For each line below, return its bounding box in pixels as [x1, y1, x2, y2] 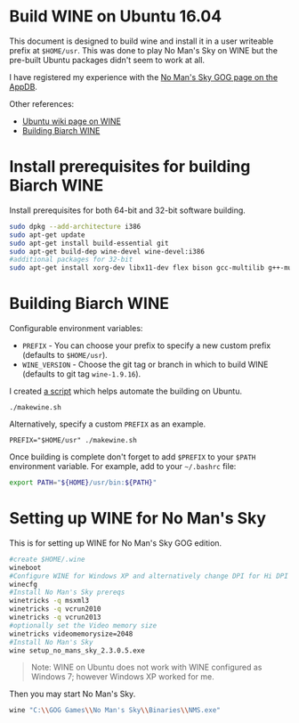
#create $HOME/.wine [9, 555, 86, 564]
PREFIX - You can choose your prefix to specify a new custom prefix [21, 340, 271, 351]
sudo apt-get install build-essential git [9, 239, 169, 248]
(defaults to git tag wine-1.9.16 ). [21, 369, 141, 379]
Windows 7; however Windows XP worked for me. [30, 671, 215, 682]
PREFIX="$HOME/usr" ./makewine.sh [9, 436, 138, 445]
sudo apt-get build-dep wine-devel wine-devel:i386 [9, 247, 205, 256]
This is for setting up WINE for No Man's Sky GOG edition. [9, 537, 222, 548]
